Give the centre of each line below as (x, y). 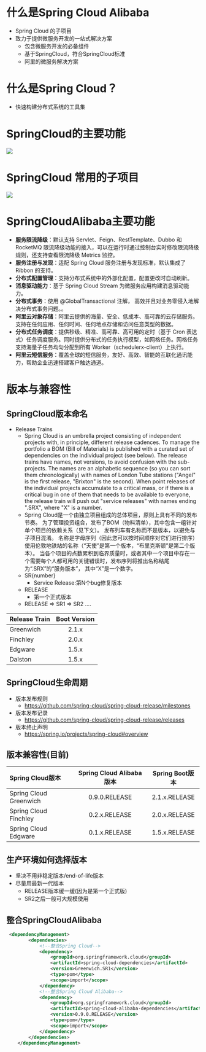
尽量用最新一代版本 (40, 883)
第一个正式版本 (52, 597)
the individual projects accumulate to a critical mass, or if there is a (109, 488)
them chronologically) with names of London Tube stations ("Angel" (110, 475)
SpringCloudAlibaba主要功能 (81, 221)
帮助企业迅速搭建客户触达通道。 (67, 362)
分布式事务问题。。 (44, 308)
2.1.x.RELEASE (173, 797)
